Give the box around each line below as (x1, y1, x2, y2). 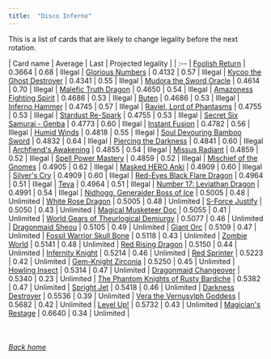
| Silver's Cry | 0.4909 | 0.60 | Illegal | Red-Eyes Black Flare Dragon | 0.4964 (8, 170, 264, 180)
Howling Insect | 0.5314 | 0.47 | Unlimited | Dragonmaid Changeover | (8, 265, 240, 275)
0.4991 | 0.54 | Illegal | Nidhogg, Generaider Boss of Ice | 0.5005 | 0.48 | (8, 187, 250, 197)
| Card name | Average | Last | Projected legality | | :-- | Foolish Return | (8, 58, 246, 68)
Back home (8, 342, 47, 353)
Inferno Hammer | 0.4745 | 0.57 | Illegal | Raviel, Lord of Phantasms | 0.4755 (8, 101, 262, 111)
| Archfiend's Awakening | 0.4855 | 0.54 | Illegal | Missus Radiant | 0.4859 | (8, 144, 259, 154)
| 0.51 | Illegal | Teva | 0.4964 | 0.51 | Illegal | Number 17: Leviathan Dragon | (8, 179, 260, 189)
